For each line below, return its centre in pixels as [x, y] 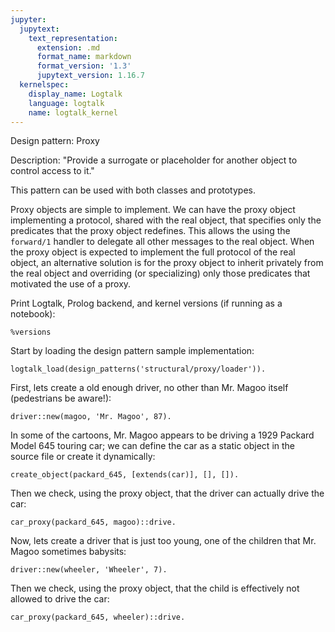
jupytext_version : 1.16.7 [90, 76]
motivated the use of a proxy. [71, 284]
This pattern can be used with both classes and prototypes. [133, 190]
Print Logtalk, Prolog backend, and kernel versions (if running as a [146, 303]
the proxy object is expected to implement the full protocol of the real [153, 252]
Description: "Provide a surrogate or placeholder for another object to [154, 160]
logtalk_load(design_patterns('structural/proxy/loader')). [138, 369]
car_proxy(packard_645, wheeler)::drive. [98, 617]
